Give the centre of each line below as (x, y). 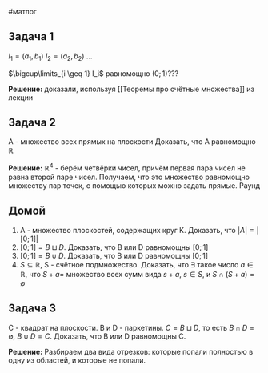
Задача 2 (32, 122)
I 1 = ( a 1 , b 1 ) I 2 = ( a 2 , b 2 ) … (50, 57)
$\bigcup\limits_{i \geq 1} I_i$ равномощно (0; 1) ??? (93, 73)
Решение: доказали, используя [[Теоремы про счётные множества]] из (131, 89)
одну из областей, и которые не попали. (77, 360)
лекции (21, 97)
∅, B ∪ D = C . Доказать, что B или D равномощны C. (97, 336)
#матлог (23, 12)
